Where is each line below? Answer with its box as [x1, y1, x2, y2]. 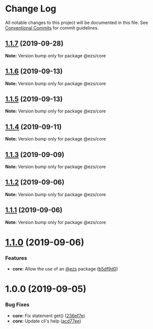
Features [5, 254, 27, 261]
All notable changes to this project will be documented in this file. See [5, 19, 149, 25]
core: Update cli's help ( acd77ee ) [12, 318, 81, 324]
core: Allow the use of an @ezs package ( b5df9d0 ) [12, 266, 118, 272]
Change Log [5, 3, 56, 14]
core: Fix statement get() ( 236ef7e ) [12, 312, 86, 318]
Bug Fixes [5, 301, 30, 308]
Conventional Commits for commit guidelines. [5, 24, 99, 30]
